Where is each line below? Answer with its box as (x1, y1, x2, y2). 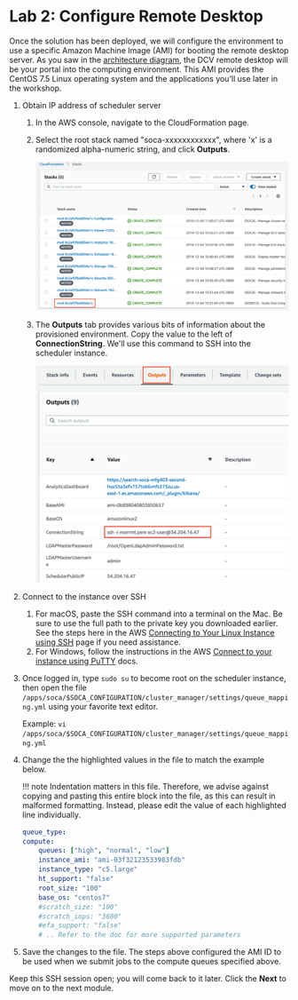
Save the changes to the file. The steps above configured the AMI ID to (21, 947, 282, 957)
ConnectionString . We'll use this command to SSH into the (35, 337, 251, 348)
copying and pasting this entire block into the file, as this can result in (21, 790, 277, 801)
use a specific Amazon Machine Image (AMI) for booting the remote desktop (9, 44, 289, 55)
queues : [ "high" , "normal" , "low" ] (38, 846, 170, 855)
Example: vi (21, 718, 67, 729)
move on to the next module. (9, 983, 114, 994)
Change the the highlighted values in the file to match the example (21, 754, 265, 765)
